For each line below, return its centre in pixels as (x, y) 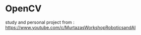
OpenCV (23, 9)
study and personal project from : (40, 22)
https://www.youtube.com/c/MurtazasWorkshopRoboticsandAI (70, 27)
